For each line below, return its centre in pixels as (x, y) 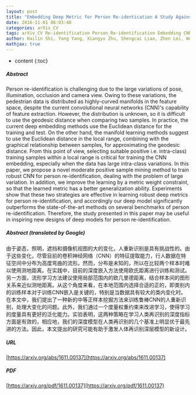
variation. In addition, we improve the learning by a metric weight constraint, (97, 182)
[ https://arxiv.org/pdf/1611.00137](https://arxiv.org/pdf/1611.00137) (85, 385)
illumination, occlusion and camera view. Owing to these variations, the (91, 95)
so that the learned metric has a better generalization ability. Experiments (94, 188)
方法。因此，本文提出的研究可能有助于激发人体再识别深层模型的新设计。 (103, 329)
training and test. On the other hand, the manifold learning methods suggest (97, 132)
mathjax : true (23, 44)
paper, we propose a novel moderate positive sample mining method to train (98, 170)
